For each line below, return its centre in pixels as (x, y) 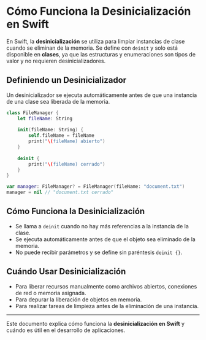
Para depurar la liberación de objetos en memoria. (78, 299)
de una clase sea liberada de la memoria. (58, 101)
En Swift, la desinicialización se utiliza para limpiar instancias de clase (96, 41)
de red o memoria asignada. (51, 293)
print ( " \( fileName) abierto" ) (67, 141)
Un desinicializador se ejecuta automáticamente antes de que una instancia (102, 95)
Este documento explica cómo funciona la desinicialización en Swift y (96, 323)
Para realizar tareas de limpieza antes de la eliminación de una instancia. (107, 306)
